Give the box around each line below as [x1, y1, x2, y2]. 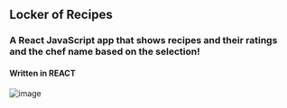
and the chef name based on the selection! [9, 45, 200, 58]
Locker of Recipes [9, 7, 113, 22]
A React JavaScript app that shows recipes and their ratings [9, 34, 278, 47]
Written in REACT [9, 67, 77, 78]
